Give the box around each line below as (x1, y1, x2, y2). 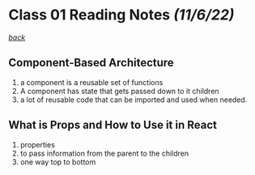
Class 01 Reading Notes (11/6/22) (8, 6, 235, 24)
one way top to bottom (19, 156, 96, 167)
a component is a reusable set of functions (19, 77, 164, 87)
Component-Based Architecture (8, 56, 174, 70)
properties (19, 139, 55, 149)
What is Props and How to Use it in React (8, 118, 217, 132)
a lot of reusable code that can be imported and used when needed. (19, 95, 248, 105)
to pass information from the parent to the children (19, 148, 189, 158)
